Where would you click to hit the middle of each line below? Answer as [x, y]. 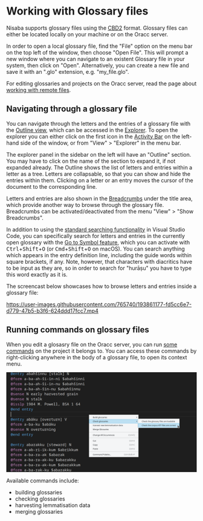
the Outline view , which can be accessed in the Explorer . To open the [92, 130]
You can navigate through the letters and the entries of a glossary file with [98, 123]
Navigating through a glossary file [72, 109]
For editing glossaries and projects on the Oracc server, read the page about [101, 84]
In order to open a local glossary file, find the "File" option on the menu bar [99, 46]
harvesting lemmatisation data [53, 505]
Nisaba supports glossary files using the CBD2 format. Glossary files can [97, 28]
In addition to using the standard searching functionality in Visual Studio [96, 229]
